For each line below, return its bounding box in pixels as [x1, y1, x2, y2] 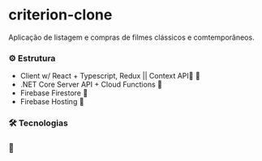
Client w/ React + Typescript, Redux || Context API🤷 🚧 [19, 71, 200, 81]
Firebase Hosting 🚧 [19, 97, 84, 107]
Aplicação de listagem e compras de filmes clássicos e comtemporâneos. [8, 32, 255, 42]
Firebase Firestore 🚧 [19, 88, 88, 98]
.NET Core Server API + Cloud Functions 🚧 [19, 79, 162, 90]
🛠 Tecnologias [8, 117, 69, 129]
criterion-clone [8, 6, 113, 24]
